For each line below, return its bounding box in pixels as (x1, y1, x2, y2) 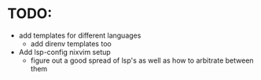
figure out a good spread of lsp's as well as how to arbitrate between (30, 56, 254, 65)
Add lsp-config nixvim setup (18, 47, 111, 56)
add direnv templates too (30, 38, 112, 48)
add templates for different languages (18, 31, 142, 40)
